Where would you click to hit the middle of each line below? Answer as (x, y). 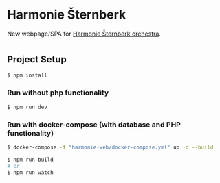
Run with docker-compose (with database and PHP (94, 125)
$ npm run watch (30, 172)
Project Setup (37, 59)
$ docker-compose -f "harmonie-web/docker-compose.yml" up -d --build (110, 147)
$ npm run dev (27, 107)
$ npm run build (30, 160)
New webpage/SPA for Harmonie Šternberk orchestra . (84, 34)
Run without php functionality (58, 93)
